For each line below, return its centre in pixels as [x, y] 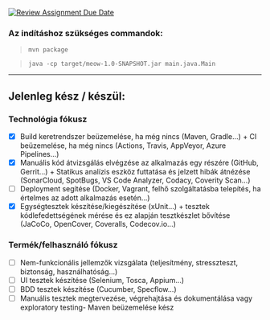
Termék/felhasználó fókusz [63, 245]
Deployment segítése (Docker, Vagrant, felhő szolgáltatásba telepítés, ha [140, 189]
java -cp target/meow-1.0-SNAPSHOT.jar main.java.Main [122, 64]
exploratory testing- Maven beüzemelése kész [97, 307]
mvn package [48, 50]
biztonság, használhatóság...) [69, 271]
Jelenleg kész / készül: [67, 96]
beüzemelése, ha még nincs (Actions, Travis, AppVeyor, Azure [123, 146]
